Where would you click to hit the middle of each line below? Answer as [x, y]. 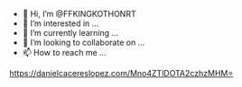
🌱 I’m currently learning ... [70, 33]
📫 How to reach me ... [64, 52]
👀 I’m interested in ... [60, 23]
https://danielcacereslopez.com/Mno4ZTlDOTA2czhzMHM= [121, 73]
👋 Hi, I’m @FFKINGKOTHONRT [79, 14]
